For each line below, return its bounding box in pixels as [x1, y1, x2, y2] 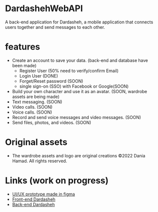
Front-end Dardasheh [12, 196, 56, 202]
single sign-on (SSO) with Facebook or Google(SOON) [19, 83, 129, 89]
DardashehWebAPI [5, 3, 83, 14]
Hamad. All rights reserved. [12, 158, 67, 164]
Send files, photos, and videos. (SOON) [12, 119, 92, 125]
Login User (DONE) [19, 73, 59, 78]
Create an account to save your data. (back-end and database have [12, 57, 148, 63]
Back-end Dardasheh [12, 201, 55, 207]
